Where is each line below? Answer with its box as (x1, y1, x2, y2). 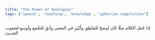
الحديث (5, 30, 19, 36)
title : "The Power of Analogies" (5, 7, 74, 12)
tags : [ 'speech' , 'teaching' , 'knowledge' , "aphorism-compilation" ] (5, 12, 149, 16)
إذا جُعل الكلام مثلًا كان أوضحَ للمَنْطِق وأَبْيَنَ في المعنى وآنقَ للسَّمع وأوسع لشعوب (5, 25, 151, 30)
